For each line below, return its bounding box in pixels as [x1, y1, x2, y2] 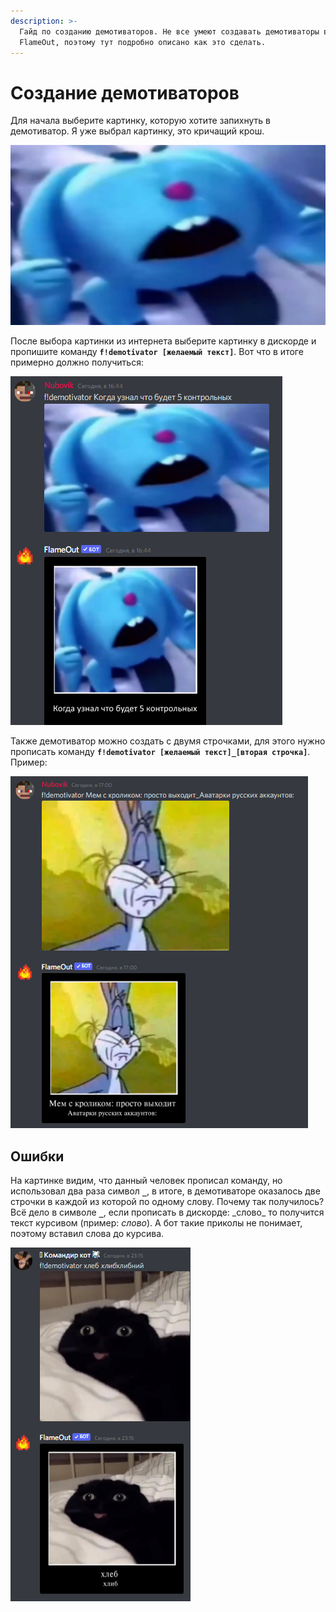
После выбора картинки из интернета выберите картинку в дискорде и [10, 335, 317, 347]
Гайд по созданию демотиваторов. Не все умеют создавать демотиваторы [19, 26, 320, 37]
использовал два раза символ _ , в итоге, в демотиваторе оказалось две [10, 1185, 321, 1197]
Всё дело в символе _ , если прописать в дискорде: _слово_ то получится [10, 1206, 325, 1218]
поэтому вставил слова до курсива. [10, 1227, 165, 1239]
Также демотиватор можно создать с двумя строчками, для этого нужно [10, 735, 326, 747]
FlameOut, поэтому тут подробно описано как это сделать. [19, 37, 267, 47]
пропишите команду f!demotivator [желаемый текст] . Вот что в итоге [10, 346, 304, 358]
